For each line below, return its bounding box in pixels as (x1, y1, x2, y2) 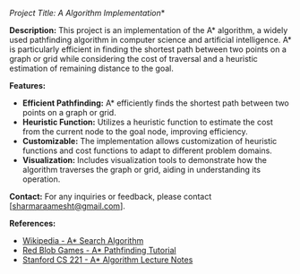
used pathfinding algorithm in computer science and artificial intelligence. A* (9, 35, 292, 45)
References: (9, 218, 56, 228)
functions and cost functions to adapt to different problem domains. (21, 145, 273, 156)
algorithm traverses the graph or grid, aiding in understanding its (21, 165, 261, 175)
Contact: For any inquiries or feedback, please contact (9, 192, 212, 201)
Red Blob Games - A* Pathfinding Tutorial (21, 245, 176, 255)
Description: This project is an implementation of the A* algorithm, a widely (9, 25, 288, 35)
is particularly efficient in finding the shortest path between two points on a (9, 44, 287, 55)
